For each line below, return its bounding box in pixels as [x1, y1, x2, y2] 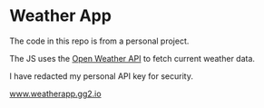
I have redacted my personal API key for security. [9, 70, 193, 82]
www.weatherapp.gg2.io [9, 88, 102, 99]
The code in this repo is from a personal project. [9, 35, 190, 46]
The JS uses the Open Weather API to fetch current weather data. [9, 53, 256, 64]
